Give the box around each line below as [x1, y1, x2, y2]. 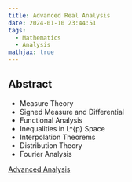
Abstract [8, 78, 53, 91]
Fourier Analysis [19, 149, 72, 158]
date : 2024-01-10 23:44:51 [8, 19, 97, 27]
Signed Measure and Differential [19, 107, 124, 116]
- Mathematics [15, 33, 61, 42]
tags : [8, 26, 26, 34]
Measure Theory [19, 98, 74, 108]
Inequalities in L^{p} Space [19, 123, 106, 133]
